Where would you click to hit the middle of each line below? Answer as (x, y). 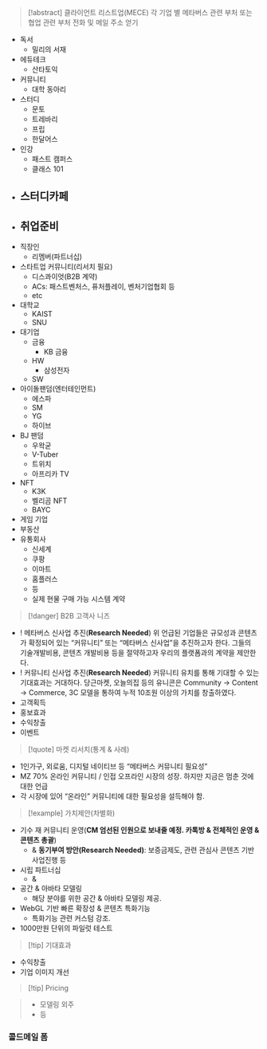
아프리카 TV (50, 474)
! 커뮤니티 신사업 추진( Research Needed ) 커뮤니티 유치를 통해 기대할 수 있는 (139, 673)
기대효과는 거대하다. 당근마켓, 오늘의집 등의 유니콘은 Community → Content (139, 683)
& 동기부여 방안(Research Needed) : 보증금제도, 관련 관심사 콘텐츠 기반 (143, 850)
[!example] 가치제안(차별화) (71, 813)
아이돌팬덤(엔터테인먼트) (58, 389)
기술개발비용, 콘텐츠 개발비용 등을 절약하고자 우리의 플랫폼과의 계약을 (127, 653)
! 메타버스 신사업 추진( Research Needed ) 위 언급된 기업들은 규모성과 (128, 633)
